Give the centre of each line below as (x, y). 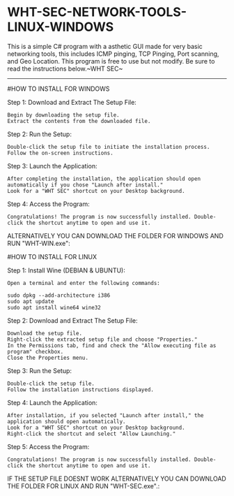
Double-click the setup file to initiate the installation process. (109, 147)
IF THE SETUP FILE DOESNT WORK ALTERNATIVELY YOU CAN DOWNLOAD (117, 479)
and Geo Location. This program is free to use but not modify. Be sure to (111, 61)
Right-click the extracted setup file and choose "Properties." (102, 340)
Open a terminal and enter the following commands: (84, 283)
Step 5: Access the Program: (48, 446)
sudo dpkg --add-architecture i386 (59, 295)
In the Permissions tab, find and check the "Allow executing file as (112, 345)
